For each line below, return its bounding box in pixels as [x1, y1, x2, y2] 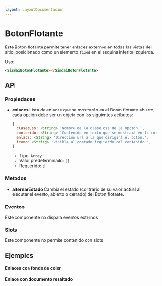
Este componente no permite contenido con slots [5, 238, 103, 243]
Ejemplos [5, 252, 34, 260]
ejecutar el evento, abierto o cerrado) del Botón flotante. [12, 191, 124, 197]
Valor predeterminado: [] [19, 158, 70, 164]
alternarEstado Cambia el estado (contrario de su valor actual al [12, 186, 141, 192]
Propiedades [5, 95, 36, 102]
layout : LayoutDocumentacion [5, 7, 64, 12]
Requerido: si [19, 163, 46, 169]
